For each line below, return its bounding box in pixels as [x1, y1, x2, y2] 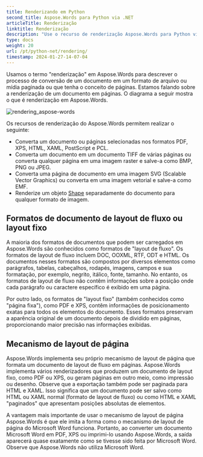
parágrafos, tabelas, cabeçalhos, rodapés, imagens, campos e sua [6, 265, 172, 272]
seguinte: [6, 126, 30, 133]
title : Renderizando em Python [6, 8, 85, 15]
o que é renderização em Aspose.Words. [6, 96, 108, 104]
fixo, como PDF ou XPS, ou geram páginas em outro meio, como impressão [6, 374, 194, 381]
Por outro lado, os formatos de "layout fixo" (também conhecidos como [6, 295, 184, 303]
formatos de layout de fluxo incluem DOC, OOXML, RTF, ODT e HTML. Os [6, 252, 189, 259]
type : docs [6, 37, 34, 43]
